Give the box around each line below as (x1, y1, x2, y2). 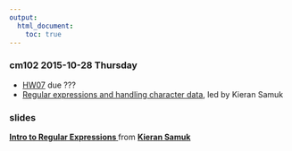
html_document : (17, 21, 74, 30)
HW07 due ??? (21, 80, 76, 90)
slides (9, 111, 37, 123)
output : (9, 13, 38, 22)
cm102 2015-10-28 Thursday (9, 59, 138, 71)
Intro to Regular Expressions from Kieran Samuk (9, 131, 191, 142)
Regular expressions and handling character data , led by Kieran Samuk (21, 88, 284, 99)
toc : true (25, 29, 63, 38)
